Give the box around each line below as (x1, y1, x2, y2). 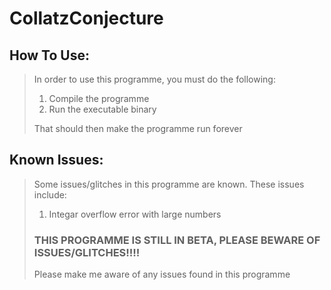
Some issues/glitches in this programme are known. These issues (33, 178, 305, 190)
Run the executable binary (48, 103, 157, 115)
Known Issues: (9, 152, 104, 169)
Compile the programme (48, 93, 150, 104)
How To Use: (9, 47, 90, 64)
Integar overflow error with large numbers (48, 208, 222, 220)
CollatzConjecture (9, 7, 164, 30)
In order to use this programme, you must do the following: (33, 73, 276, 85)
